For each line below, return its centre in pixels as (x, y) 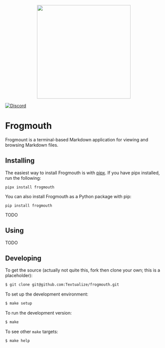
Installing (20, 161)
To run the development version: (39, 313)
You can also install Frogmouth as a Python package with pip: (68, 196)
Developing (23, 258)
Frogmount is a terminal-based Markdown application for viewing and (77, 139)
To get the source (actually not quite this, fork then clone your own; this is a (83, 270)
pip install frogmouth (29, 205)
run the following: (23, 178)
